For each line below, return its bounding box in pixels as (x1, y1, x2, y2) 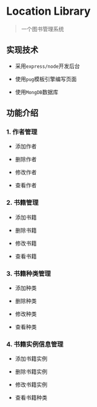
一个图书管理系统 (21, 25, 64, 32)
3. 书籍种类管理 (6, 269, 52, 277)
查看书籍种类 (15, 394, 47, 402)
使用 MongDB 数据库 (15, 88, 59, 95)
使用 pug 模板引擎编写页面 (15, 75, 77, 82)
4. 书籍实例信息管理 (6, 340, 64, 348)
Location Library (6, 4, 91, 18)
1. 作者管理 (6, 128, 38, 136)
